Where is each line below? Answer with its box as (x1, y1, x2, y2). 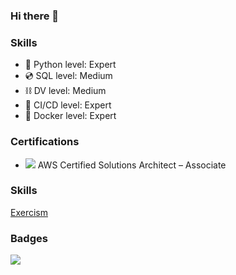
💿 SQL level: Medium (24, 70, 113, 82)
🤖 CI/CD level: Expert (24, 99, 112, 111)
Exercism (10, 206, 48, 218)
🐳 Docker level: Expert (24, 110, 117, 122)
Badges (10, 231, 48, 245)
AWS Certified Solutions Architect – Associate (37, 159, 227, 171)
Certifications (10, 135, 80, 149)
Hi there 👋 (10, 9, 60, 23)
